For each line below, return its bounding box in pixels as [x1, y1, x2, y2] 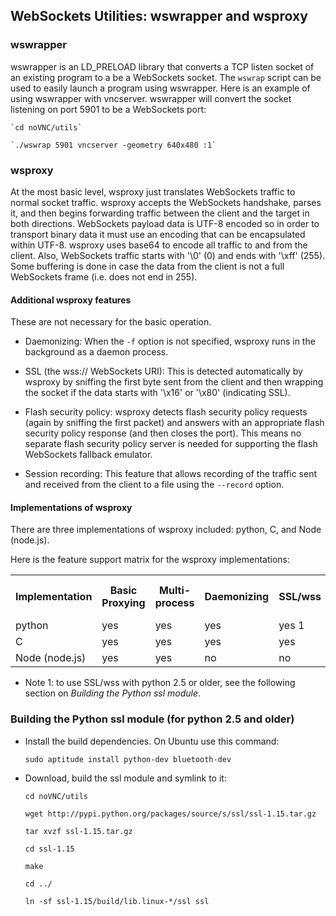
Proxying [101, 596, 146, 610]
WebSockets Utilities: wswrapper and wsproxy [10, 8, 308, 25]
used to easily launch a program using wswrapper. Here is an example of [10, 82, 311, 94]
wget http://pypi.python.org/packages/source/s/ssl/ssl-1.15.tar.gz [24, 809, 317, 819]
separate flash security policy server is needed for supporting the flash [24, 438, 318, 450]
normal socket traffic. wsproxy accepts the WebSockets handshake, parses [10, 196, 322, 208]
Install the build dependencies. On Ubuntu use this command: [24, 735, 280, 747]
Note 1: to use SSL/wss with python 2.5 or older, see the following [24, 677, 296, 689]
